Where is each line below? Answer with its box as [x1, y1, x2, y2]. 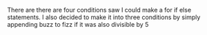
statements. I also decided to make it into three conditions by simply [7, 13, 201, 21]
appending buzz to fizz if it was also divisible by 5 [7, 21, 149, 28]
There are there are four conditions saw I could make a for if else [7, 6, 192, 14]
